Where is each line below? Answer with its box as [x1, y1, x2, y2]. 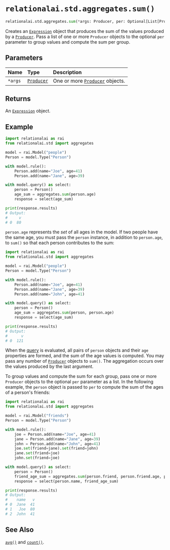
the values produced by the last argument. [5, 363, 94, 369]
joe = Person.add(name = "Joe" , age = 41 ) [14, 432, 96, 437]
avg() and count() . [5, 539, 45, 545]
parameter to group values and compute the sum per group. [5, 39, 131, 45]
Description [53, 68, 82, 76]
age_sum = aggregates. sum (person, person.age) [14, 310, 114, 316]
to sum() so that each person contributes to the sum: [5, 240, 115, 246]
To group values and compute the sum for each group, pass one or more [5, 373, 157, 380]
